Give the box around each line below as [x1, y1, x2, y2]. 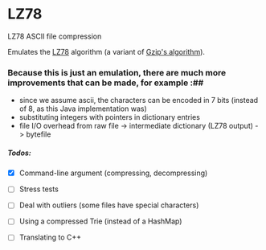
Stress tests [18, 184, 59, 194]
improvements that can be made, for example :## [7, 77, 204, 88]
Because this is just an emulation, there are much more [7, 67, 227, 78]
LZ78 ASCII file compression [7, 31, 102, 41]
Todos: [7, 148, 31, 158]
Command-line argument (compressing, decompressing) [18, 168, 208, 178]
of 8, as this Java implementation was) [18, 104, 148, 113]
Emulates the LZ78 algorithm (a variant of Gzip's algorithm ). [7, 47, 206, 56]
